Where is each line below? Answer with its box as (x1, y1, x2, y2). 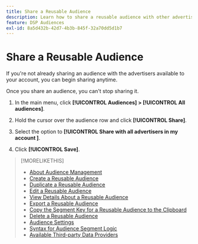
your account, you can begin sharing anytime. (6, 76, 118, 83)
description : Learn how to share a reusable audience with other (6, 14, 170, 20)
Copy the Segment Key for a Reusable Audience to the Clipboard (29, 206, 187, 213)
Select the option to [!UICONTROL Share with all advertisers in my (14, 128, 179, 136)
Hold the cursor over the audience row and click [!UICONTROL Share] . (14, 117, 187, 124)
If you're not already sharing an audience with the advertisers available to (6, 70, 184, 77)
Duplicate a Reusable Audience (29, 181, 105, 189)
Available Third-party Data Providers (29, 231, 118, 239)
